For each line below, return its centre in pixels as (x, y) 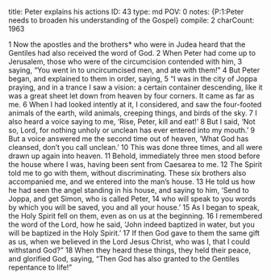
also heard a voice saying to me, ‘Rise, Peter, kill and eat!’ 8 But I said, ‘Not (132, 121)
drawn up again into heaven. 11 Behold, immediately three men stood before (134, 156)
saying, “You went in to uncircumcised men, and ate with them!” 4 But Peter (134, 70)
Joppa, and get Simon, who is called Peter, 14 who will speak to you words (132, 199)
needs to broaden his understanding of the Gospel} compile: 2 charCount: (131, 20)
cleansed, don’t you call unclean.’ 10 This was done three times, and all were (135, 147)
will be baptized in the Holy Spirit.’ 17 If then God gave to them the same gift (134, 233)
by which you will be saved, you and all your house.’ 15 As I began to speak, (134, 207)
